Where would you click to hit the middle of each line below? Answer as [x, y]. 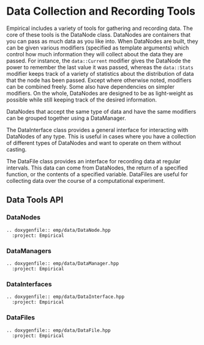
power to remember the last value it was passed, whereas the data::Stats [100, 67]
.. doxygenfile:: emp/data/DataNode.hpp [59, 230]
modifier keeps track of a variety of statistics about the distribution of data [100, 73]
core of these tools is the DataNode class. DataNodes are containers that [99, 34]
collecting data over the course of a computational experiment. [86, 180]
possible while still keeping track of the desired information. [82, 100]
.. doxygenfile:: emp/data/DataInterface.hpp [65, 297]
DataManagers [29, 251]
